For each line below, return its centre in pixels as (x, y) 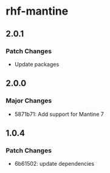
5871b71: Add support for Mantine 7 (59, 114)
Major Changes (29, 101)
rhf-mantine (37, 11)
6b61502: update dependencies (54, 164)
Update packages (37, 64)
